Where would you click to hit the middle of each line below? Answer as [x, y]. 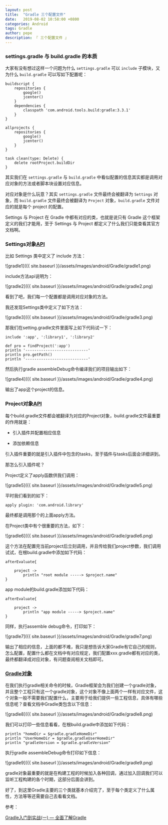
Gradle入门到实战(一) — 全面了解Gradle [46, 817]
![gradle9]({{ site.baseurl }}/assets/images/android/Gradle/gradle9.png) [79, 763]
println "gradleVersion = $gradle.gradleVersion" [58, 743]
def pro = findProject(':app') [38, 346]
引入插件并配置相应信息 [36, 432]
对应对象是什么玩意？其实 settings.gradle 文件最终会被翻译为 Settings [79, 194]
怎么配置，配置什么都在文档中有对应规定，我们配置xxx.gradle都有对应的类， [84, 653]
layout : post [19, 10]
